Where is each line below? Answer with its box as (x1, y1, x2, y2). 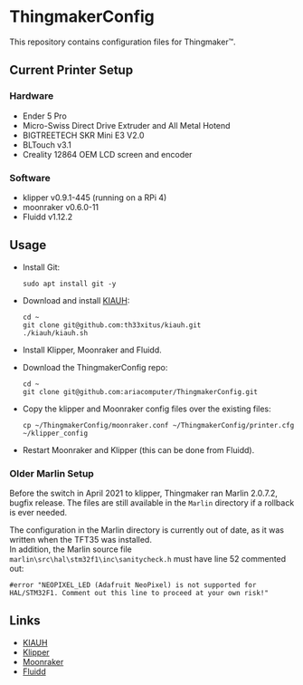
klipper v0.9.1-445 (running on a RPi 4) (22, 192, 167, 203)
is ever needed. (9, 507, 68, 518)
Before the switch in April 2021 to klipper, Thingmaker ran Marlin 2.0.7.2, (9, 487, 278, 499)
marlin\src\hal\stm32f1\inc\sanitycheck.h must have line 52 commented (9, 554, 287, 564)
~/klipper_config (22, 429, 89, 438)
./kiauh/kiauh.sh (22, 328, 89, 337)
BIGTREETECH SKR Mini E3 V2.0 (22, 130, 145, 140)
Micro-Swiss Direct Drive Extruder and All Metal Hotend (22, 120, 231, 130)
